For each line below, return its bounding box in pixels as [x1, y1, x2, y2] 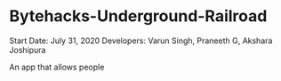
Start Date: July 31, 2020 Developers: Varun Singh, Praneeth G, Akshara [9, 35, 273, 46]
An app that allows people [9, 62, 105, 72]
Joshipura [9, 44, 46, 55]
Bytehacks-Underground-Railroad [9, 6, 268, 26]
